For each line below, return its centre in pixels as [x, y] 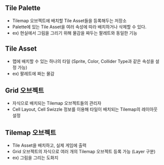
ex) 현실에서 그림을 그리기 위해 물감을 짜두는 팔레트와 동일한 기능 [75, 33]
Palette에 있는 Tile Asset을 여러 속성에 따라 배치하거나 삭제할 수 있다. [79, 27]
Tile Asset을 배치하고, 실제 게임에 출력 [49, 145]
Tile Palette [23, 8]
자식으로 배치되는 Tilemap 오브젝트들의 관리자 [57, 103]
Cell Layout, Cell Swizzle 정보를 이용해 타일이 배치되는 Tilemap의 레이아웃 [85, 109]
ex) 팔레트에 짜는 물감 [33, 73]
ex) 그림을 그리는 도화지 [35, 158]
